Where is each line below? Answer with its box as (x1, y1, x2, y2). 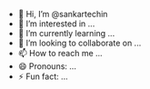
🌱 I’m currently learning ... (17, 28, 115, 38)
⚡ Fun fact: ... (17, 71, 68, 82)
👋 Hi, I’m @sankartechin (17, 9, 108, 19)
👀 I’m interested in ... (17, 18, 95, 29)
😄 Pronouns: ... (17, 61, 77, 72)
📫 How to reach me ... (17, 48, 103, 58)
